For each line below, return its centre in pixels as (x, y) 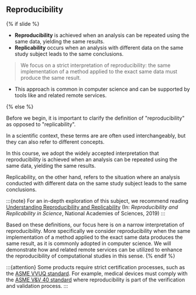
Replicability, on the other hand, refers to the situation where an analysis (93, 177)
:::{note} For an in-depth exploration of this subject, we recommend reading (97, 201)
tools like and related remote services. (61, 95)
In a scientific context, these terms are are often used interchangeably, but (96, 135)
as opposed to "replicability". (41, 124)
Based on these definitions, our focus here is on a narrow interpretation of (95, 225)
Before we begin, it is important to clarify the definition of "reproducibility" (95, 118)
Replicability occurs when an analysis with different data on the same (99, 48)
